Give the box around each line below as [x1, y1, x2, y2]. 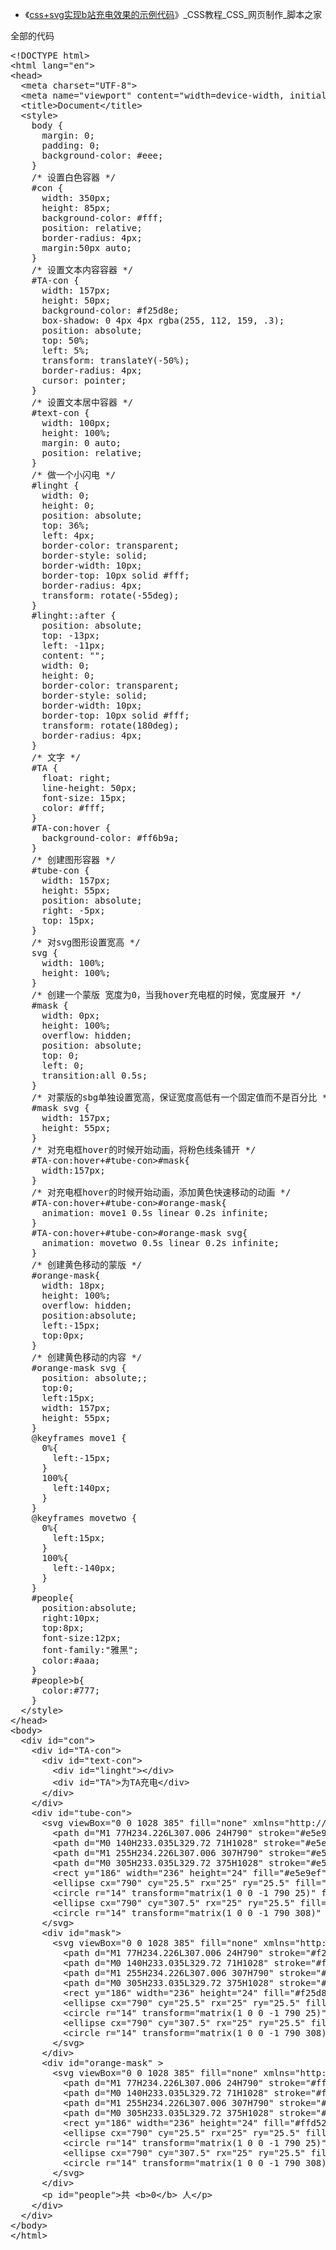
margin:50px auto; [41, 243, 132, 253]
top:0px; [41, 1330, 85, 1341]
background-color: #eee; [41, 150, 164, 161]
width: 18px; [41, 1280, 106, 1291]
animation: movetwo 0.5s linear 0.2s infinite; [41, 1238, 280, 1248]
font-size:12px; [41, 1633, 122, 1643]
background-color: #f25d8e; [41, 305, 180, 316]
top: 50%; [41, 335, 90, 346]
